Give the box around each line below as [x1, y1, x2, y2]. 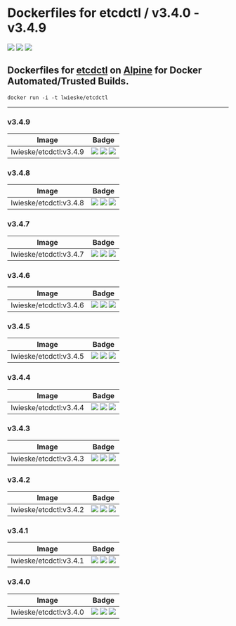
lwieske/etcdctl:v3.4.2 [11, 505, 84, 515]
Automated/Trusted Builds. [7, 75, 129, 87]
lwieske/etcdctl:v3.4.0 [11, 607, 84, 617]
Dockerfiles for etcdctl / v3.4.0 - [7, 5, 200, 21]
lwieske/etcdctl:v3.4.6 [11, 300, 84, 310]
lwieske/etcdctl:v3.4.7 [11, 249, 84, 259]
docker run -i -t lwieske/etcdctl [7, 94, 109, 101]
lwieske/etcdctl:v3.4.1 [11, 556, 84, 566]
